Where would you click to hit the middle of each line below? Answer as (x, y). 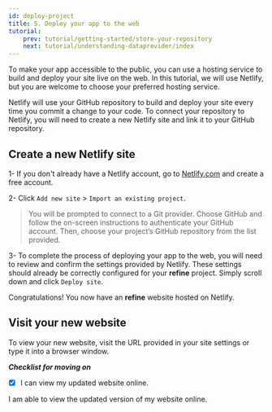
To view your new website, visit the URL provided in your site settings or (129, 342)
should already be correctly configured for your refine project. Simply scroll (135, 273)
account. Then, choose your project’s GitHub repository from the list (142, 231)
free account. (31, 182)
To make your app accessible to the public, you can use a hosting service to (136, 69)
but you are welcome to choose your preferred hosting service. (114, 87)
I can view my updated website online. (84, 383)
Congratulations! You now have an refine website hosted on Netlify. (122, 297)
